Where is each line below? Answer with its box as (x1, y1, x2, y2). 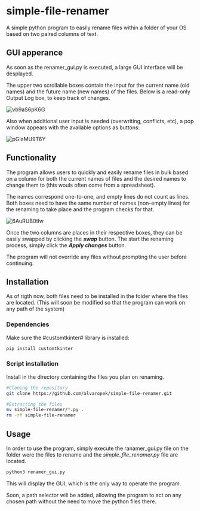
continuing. (6, 259, 34, 267)
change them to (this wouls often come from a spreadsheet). (6, 181, 156, 188)
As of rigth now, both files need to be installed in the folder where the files (6, 293, 188, 300)
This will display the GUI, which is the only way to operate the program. (6, 480, 181, 487)
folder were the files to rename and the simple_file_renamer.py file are (6, 451, 178, 458)
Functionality (6, 153, 57, 163)
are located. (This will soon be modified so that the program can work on (6, 299, 185, 306)
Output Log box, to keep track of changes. (6, 94, 110, 101)
